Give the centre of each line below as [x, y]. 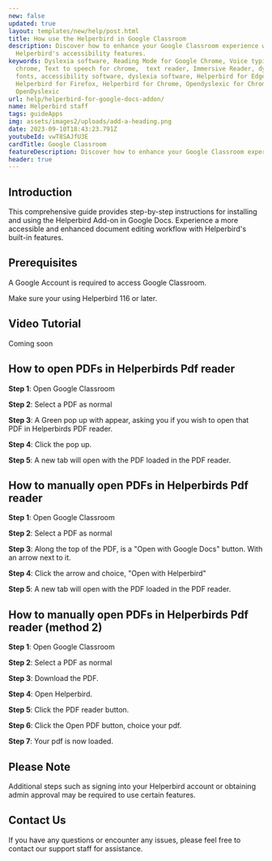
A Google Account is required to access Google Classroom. [108, 282]
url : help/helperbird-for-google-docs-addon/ [86, 99]
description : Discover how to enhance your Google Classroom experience [134, 46]
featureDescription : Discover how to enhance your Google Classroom [126, 152]
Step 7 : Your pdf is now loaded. [61, 741]
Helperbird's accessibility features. [81, 54]
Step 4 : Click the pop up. [50, 444]
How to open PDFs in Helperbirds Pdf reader [122, 369]
